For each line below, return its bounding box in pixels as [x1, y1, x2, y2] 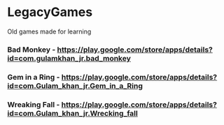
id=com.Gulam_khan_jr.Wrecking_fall [7, 108, 138, 118]
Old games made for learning [7, 27, 92, 36]
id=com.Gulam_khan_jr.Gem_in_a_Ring [7, 81, 143, 91]
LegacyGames [7, 4, 93, 20]
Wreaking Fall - [7, 99, 60, 109]
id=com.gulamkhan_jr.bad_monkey [7, 53, 132, 63]
